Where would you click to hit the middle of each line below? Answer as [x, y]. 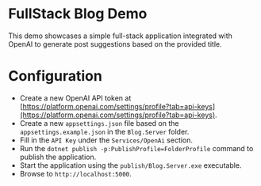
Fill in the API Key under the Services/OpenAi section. [106, 140]
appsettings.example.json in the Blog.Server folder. [104, 131]
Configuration [56, 76]
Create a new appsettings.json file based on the [99, 123]
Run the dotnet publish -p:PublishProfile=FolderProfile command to [136, 148]
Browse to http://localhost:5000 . [76, 173]
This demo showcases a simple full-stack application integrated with [120, 36]
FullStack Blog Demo [78, 14]
